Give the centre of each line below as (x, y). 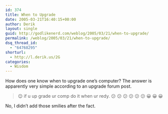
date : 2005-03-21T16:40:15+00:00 (41, 19)
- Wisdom (19, 66)
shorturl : (16, 52)
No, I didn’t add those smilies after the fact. (50, 106)
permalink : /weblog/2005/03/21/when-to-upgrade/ (58, 39)
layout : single (21, 29)
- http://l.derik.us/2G (35, 57)
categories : (18, 62)
